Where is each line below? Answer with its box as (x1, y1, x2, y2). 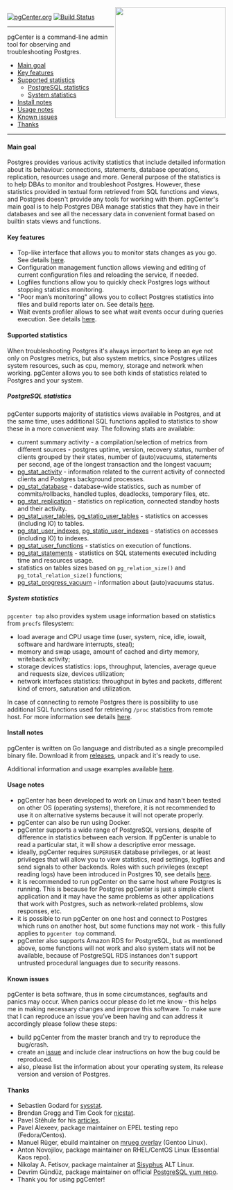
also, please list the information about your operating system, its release (17, 1063, 224, 1071)
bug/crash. (17, 1040, 49, 1049)
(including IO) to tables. (17, 519, 85, 527)
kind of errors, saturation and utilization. (17, 684, 132, 693)
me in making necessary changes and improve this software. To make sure (7, 1005, 221, 1013)
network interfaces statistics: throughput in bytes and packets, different (17, 677, 223, 685)
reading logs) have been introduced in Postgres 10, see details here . (17, 869, 212, 878)
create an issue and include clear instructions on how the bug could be (17, 1048, 221, 1056)
